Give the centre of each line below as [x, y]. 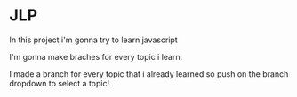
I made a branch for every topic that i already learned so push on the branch [149, 74]
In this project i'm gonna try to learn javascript [93, 40]
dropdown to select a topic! [59, 83]
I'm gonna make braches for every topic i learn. [96, 56]
